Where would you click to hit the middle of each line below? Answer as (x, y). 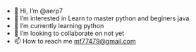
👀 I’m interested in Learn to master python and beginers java (102, 18)
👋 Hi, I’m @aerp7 (38, 11)
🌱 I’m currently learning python (59, 26)
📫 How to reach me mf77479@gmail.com (75, 41)
